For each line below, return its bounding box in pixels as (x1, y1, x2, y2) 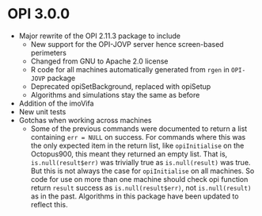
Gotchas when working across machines (18, 115, 152, 125)
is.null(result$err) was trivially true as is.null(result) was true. (30, 157, 251, 167)
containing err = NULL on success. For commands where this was (30, 132, 246, 141)
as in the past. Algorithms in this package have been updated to (30, 191, 239, 201)
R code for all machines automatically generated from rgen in (30, 64, 230, 74)
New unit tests (18, 106, 66, 116)
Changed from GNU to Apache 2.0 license (30, 56, 169, 66)
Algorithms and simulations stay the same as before (30, 90, 200, 99)
